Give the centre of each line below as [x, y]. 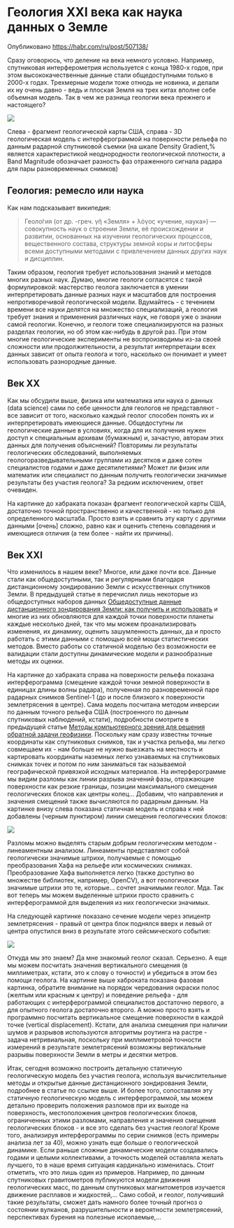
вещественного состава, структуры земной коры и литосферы [118, 243]
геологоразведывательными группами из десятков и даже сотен [105, 460]
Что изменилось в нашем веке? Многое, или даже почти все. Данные [112, 572]
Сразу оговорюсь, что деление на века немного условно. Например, [111, 60]
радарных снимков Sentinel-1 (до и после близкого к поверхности [106, 697]
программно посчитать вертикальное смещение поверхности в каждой [115, 1018]
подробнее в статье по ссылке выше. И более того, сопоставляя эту [110, 1091]
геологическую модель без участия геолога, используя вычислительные [117, 1076]
